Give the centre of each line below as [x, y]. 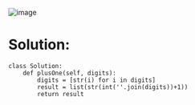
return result [61, 94]
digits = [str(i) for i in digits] [97, 80]
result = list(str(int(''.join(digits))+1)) [113, 87]
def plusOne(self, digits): [69, 73]
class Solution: [35, 66]
